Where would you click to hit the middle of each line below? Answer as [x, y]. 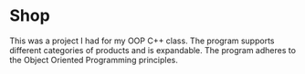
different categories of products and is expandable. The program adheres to [153, 50]
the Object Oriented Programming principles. [94, 60]
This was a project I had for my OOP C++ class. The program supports [142, 41]
